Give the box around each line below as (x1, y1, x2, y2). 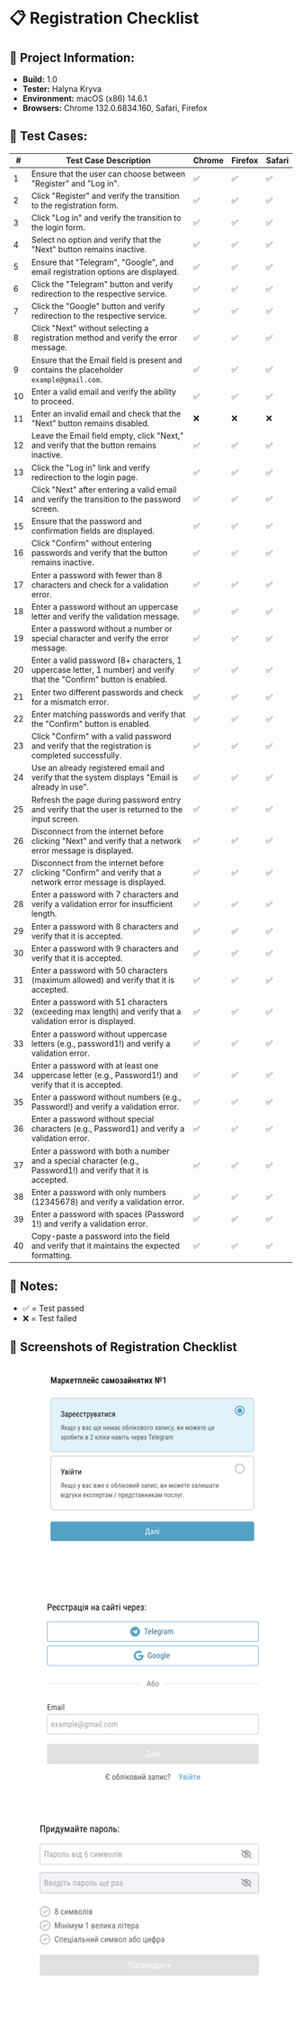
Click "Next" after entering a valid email (31, 484, 177, 494)
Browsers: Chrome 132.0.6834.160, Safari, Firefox (22, 103, 209, 113)
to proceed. (31, 395, 75, 406)
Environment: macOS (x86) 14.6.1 (22, 93, 147, 104)
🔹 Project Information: (9, 50, 135, 65)
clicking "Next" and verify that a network (31, 835, 182, 846)
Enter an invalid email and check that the (31, 408, 182, 420)
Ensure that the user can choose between (31, 168, 186, 179)
